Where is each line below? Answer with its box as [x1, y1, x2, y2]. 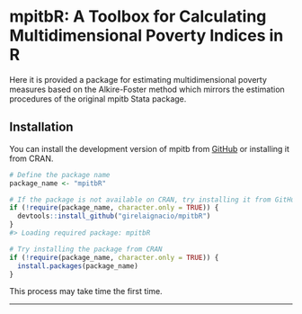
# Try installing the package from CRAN [9, 245, 164, 254]
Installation [9, 120, 74, 135]
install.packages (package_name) [17, 261, 139, 271]
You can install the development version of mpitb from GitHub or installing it [9, 143, 290, 154]
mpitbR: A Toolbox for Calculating [9, 6, 267, 27]
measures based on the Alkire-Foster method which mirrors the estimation [9, 84, 285, 94]
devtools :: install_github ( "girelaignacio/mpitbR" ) [17, 211, 211, 221]
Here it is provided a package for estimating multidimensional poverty [9, 74, 268, 85]
